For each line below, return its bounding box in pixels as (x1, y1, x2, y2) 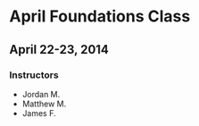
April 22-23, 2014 (9, 42, 110, 57)
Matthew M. (21, 98, 67, 109)
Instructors (9, 69, 60, 81)
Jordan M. (21, 88, 61, 99)
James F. (21, 107, 56, 118)
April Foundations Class (9, 6, 191, 27)
